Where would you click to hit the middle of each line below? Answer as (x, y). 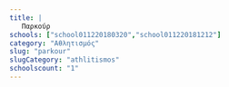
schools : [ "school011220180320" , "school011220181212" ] (115, 34)
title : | (26, 18)
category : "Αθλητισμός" (55, 43)
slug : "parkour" (40, 52)
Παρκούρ (36, 26)
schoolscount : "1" (44, 69)
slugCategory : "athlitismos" (65, 60)
